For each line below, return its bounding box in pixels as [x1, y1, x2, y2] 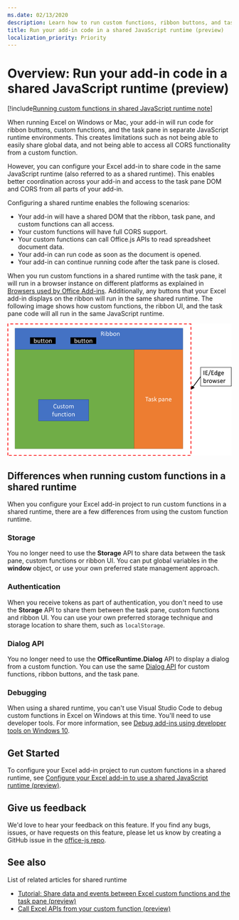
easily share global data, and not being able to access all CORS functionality [7, 141, 231, 150]
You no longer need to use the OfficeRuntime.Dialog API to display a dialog [7, 655, 230, 664]
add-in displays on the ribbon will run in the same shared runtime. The [7, 294, 213, 303]
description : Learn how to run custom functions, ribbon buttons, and [7, 19, 221, 26]
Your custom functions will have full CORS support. [17, 228, 169, 236]
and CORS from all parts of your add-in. [7, 185, 124, 194]
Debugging [7, 687, 47, 697]
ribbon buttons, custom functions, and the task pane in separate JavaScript [7, 125, 229, 135]
